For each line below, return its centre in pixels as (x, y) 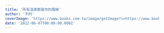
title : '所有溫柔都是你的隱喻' (33, 9)
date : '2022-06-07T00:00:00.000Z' (40, 23)
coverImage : (17, 18)
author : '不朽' (20, 14)
